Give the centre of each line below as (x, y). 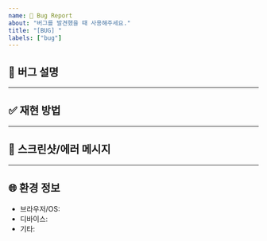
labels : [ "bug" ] (35, 38)
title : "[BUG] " (35, 30)
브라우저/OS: (40, 208)
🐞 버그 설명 (34, 72)
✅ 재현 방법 (35, 111)
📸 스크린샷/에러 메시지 (60, 149)
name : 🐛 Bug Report (41, 16)
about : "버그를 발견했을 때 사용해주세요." (70, 23)
